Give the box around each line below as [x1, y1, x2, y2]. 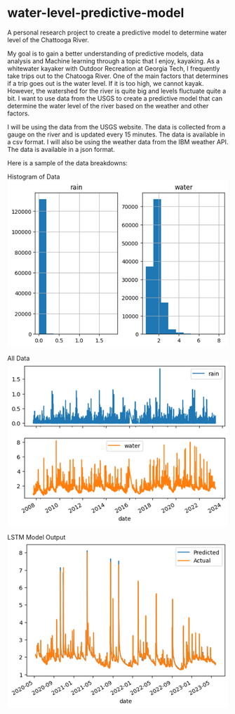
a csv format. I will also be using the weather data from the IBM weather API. [7, 137, 229, 146]
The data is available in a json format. [7, 145, 116, 153]
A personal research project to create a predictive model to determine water [7, 28, 227, 37]
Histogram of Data [7, 172, 60, 181]
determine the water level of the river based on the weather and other [7, 101, 209, 110]
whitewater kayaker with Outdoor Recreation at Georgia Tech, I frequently [7, 64, 220, 72]
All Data [7, 354, 30, 363]
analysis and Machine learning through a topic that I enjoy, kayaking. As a [7, 56, 220, 65]
